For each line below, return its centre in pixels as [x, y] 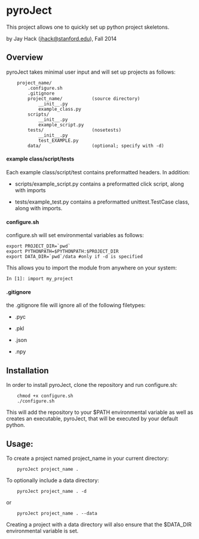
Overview [25, 57]
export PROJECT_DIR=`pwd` [38, 246]
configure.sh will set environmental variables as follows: [75, 235]
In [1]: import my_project [40, 279]
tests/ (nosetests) [74, 130]
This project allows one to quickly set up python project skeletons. [88, 27]
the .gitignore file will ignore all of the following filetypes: [76, 305]
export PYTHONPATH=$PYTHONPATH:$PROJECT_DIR [62, 252]
